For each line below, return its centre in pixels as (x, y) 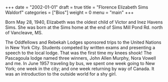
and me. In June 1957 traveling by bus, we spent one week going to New (80, 63)
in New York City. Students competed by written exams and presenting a (80, 47)
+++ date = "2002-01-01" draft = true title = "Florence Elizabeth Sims (77, 7)
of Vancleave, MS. (24, 33)
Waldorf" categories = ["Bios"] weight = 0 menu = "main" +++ (69, 12)
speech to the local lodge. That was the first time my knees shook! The (78, 53)
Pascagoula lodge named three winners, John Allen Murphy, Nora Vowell (81, 58)
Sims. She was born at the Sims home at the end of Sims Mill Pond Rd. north (84, 27)
